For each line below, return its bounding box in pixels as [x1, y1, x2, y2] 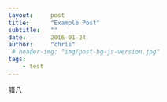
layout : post [8, 11, 65, 20]
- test [22, 63, 44, 71]
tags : [8, 56, 26, 64]
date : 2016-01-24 [8, 33, 87, 42]
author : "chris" [8, 41, 76, 49]
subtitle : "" [8, 26, 58, 34]
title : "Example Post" [8, 19, 101, 27]
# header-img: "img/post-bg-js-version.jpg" [11, 48, 160, 56]
